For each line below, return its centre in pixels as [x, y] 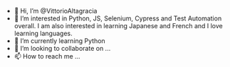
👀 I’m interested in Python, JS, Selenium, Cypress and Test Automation [118, 18]
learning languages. [43, 33]
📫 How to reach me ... [47, 56]
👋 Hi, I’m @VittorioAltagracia [56, 11]
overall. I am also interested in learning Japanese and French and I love [118, 26]
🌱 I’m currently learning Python [59, 41]
